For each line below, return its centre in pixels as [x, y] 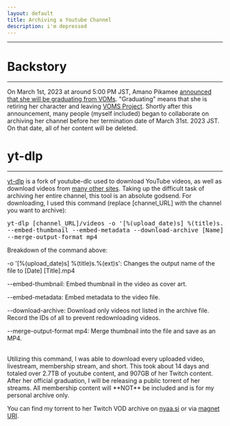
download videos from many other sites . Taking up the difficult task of [106, 188]
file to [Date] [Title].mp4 [41, 271]
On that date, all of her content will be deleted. [73, 128]
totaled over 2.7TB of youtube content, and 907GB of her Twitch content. [110, 373]
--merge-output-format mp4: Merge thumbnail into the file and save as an [112, 331]
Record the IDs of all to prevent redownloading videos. [84, 318]
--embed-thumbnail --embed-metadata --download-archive [103, 230]
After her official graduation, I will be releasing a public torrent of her [104, 381]
